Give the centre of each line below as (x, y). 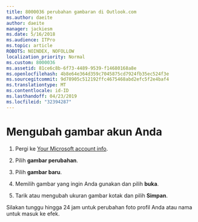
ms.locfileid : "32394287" (39, 102)
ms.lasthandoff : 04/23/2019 (42, 96)
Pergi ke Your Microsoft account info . (61, 148)
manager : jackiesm (29, 29)
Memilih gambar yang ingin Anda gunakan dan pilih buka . (87, 184)
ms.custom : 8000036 (31, 62)
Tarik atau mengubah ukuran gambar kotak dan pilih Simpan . (91, 195)
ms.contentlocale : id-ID (38, 91)
